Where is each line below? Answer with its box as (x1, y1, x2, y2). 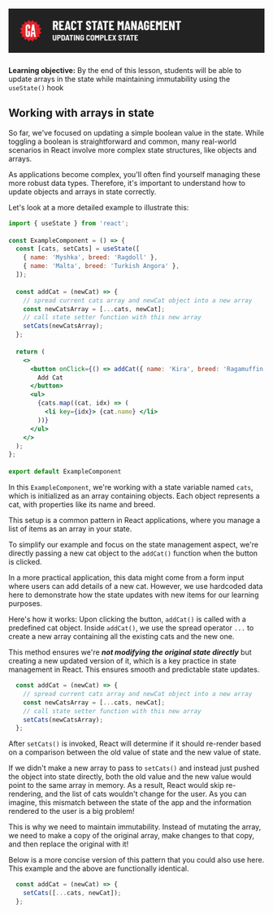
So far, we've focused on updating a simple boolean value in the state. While (8, 128, 265, 137)
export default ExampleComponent (8, 468, 122, 476)
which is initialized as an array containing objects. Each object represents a (8, 491, 260, 501)
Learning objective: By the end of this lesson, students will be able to (8, 66, 242, 76)
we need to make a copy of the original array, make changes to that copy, (8, 831, 254, 841)
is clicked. (8, 557, 42, 567)
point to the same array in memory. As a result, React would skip (8, 781, 225, 790)
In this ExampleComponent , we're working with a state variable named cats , (8, 482, 253, 492)
